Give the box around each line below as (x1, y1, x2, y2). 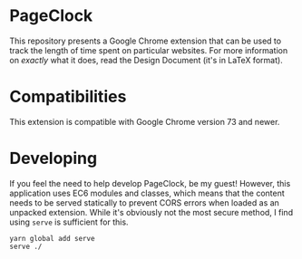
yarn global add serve (9, 234, 95, 243)
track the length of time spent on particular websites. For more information (9, 44, 288, 55)
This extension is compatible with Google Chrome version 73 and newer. (9, 116, 280, 127)
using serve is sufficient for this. (9, 216, 129, 227)
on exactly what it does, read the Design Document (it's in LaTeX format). (9, 54, 283, 65)
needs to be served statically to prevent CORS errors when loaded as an (9, 197, 279, 208)
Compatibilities (9, 87, 127, 107)
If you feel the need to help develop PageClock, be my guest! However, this (9, 177, 291, 188)
